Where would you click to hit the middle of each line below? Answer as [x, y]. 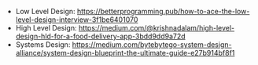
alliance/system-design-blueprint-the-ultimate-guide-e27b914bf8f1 [125, 53]
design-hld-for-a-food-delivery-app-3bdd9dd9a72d [101, 36]
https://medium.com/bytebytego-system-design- [152, 45]
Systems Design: [43, 45]
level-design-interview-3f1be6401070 [77, 20]
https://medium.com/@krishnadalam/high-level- [156, 28]
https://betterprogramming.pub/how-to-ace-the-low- [164, 11]
